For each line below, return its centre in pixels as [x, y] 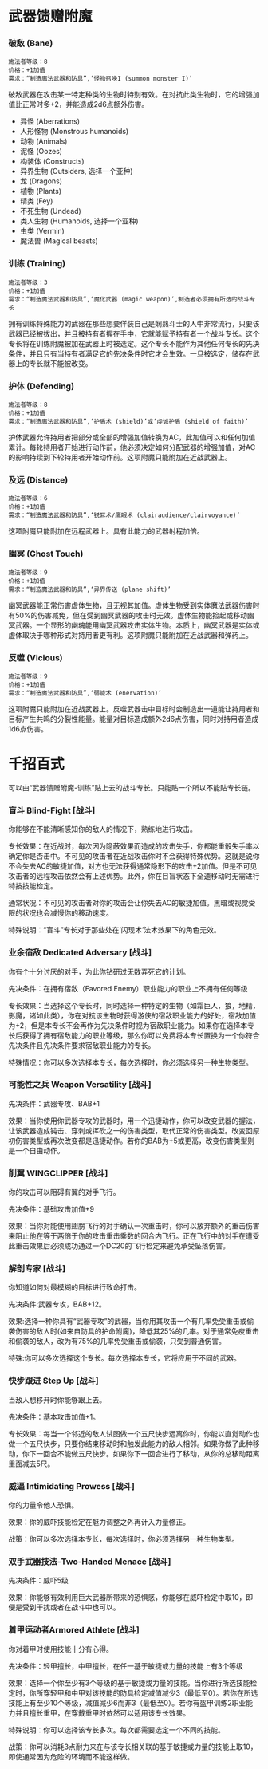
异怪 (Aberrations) [49, 121]
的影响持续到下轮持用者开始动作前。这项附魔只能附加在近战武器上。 [120, 457]
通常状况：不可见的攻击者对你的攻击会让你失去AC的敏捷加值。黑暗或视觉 [128, 903]
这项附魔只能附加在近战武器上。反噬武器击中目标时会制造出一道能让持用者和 [134, 709]
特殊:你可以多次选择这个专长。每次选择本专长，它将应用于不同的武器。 [125, 1358]
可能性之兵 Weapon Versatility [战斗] [80, 1085]
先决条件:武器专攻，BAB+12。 [57, 1304]
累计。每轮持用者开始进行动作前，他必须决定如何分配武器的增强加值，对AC [132, 447]
